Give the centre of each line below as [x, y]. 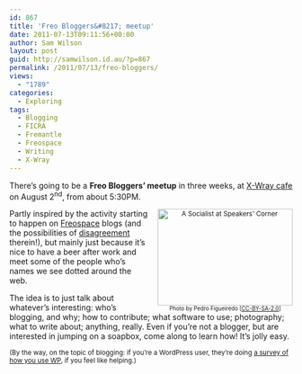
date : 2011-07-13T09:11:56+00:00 [72, 34]
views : [22, 76]
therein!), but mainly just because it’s [77, 243]
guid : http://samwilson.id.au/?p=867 [80, 59]
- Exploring [40, 101]
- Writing [36, 151]
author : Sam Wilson [46, 43]
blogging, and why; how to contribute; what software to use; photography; [147, 317]
